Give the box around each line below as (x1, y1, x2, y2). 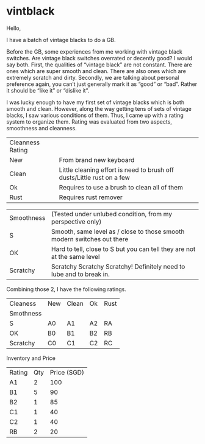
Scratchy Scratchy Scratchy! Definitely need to (51, 262, 185, 270)
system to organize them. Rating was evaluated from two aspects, (6, 118, 173, 125)
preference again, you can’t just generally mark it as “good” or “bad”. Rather (6, 80, 198, 88)
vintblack (6, 4, 55, 18)
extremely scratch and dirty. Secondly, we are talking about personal (6, 74, 179, 81)
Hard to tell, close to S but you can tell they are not (51, 245, 196, 253)
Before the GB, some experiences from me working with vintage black (6, 48, 183, 55)
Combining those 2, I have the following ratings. (6, 285, 126, 293)
